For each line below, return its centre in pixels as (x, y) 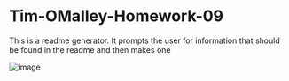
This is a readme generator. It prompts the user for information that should (145, 40)
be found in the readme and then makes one (90, 49)
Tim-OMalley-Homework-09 (117, 16)
